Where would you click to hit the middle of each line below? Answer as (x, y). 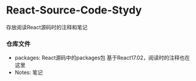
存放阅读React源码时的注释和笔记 (47, 27)
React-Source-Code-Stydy (74, 10)
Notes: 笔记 (29, 72)
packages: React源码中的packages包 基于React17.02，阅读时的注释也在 (102, 58)
